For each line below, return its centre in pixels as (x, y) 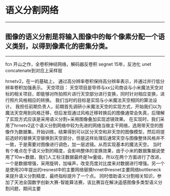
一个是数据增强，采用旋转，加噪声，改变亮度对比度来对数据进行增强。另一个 (85, 163)
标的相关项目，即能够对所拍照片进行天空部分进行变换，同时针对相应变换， (83, 93)
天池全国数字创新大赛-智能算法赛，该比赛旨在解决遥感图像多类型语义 (86, 182)
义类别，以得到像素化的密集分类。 (58, 46)
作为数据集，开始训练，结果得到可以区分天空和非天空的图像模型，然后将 (85, 131)
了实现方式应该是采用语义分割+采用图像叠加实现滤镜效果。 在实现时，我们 (83, 119)
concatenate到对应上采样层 (34, 70)
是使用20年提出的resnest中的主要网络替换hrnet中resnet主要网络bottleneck (83, 169)
